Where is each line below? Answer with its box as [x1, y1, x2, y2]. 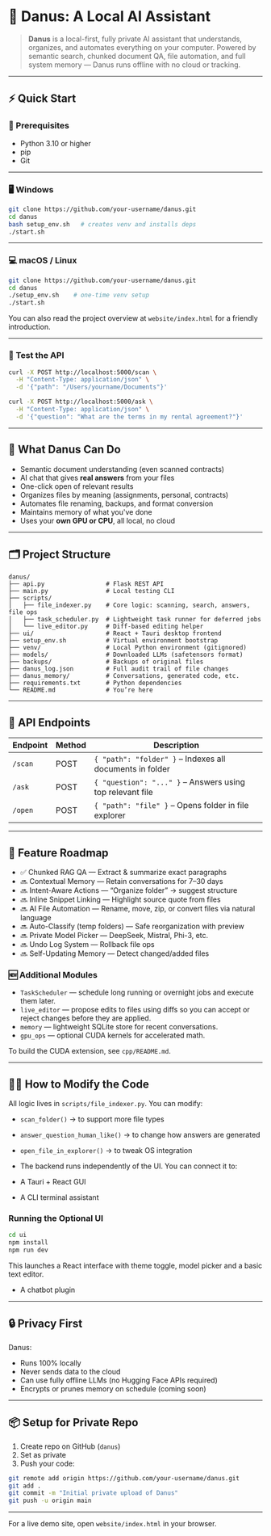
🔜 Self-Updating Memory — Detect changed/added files [19, 949, 210, 958]
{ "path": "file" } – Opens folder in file [94, 800, 249, 811]
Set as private [19, 1450, 67, 1459]
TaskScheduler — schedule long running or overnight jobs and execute [19, 987, 254, 997]
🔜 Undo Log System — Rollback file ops [19, 940, 155, 949]
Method [55, 739, 87, 751]
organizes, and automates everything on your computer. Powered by [27, 42, 256, 52]
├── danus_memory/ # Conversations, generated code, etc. [8, 672, 240, 680]
